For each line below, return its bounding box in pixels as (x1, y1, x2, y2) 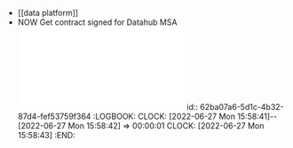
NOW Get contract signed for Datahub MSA (17, 17, 178, 27)
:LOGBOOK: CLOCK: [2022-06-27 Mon (92, 111, 235, 121)
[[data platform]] (17, 8, 78, 18)
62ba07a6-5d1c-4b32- (199, 102, 284, 112)
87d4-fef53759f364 (17, 111, 91, 121)
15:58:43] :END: (17, 130, 75, 140)
